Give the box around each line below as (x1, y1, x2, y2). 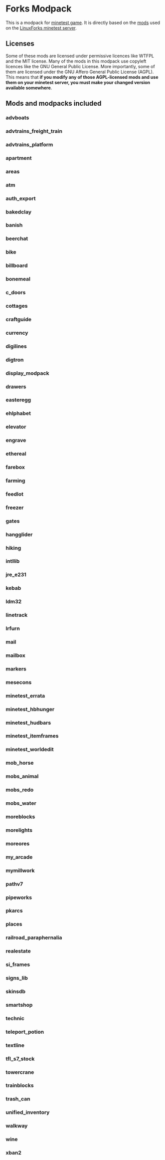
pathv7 (5, 880, 23, 887)
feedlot (5, 491, 24, 498)
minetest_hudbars (5, 719, 51, 726)
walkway (5, 1122, 28, 1129)
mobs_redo (5, 786, 34, 793)
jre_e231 (5, 571, 26, 578)
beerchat (5, 235, 28, 242)
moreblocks (5, 813, 35, 820)
